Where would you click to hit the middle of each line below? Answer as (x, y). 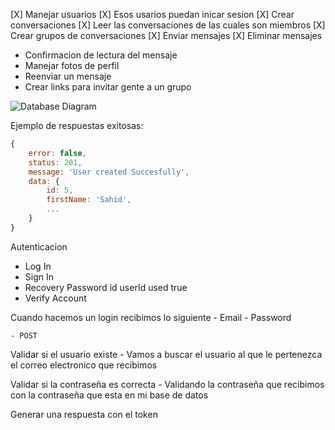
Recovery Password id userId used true (106, 287)
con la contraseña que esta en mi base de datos (109, 395)
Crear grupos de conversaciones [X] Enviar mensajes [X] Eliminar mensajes (166, 35)
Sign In (39, 276)
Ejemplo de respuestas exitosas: (77, 125)
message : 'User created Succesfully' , (109, 172)
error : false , (57, 153)
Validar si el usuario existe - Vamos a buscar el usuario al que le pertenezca (166, 354)
